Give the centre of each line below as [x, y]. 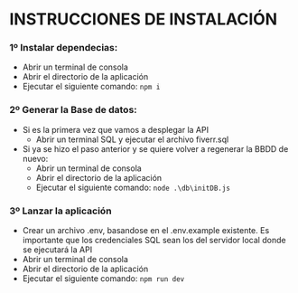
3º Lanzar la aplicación [61, 211]
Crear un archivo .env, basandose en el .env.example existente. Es [146, 231]
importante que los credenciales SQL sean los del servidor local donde [154, 241]
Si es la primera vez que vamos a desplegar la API [116, 129]
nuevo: [35, 158]
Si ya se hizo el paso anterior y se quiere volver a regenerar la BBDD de [155, 148]
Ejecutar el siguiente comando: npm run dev [103, 279]
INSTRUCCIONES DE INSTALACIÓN [144, 19]
